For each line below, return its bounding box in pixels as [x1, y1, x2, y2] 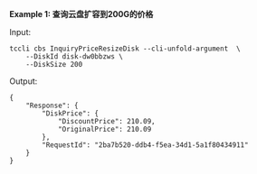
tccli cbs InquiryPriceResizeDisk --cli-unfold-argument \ [9, 44, 242, 53]
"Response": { [25, 101, 79, 110]
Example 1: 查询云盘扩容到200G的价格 [9, 9, 154, 19]
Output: [9, 76, 38, 87]
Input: [9, 27, 32, 37]
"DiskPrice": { [42, 109, 100, 118]
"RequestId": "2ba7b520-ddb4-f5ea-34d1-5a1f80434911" [42, 141, 249, 150]
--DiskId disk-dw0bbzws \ [25, 52, 124, 61]
